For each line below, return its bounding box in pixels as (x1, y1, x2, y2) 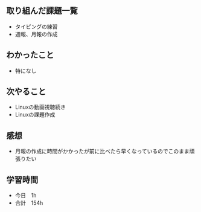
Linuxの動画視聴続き (14, 103, 66, 111)
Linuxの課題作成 (14, 111, 56, 118)
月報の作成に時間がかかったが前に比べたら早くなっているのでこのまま (14, 147, 190, 155)
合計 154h (14, 199, 43, 207)
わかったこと (6, 50, 54, 60)
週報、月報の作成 (14, 30, 58, 37)
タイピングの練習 (14, 23, 58, 30)
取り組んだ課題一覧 (6, 5, 78, 16)
